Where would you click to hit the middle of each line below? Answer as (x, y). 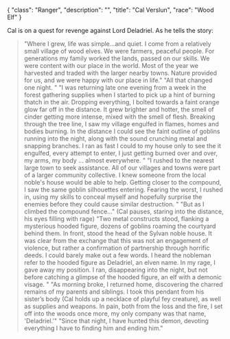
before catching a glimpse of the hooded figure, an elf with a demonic (123, 277)
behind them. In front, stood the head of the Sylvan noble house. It (118, 233)
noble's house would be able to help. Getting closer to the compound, (123, 182)
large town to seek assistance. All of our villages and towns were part (122, 168)
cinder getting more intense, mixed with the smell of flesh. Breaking (119, 117)
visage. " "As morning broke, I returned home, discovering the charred (123, 284)
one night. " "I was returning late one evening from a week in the (115, 87)
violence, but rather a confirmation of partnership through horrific (117, 248)
